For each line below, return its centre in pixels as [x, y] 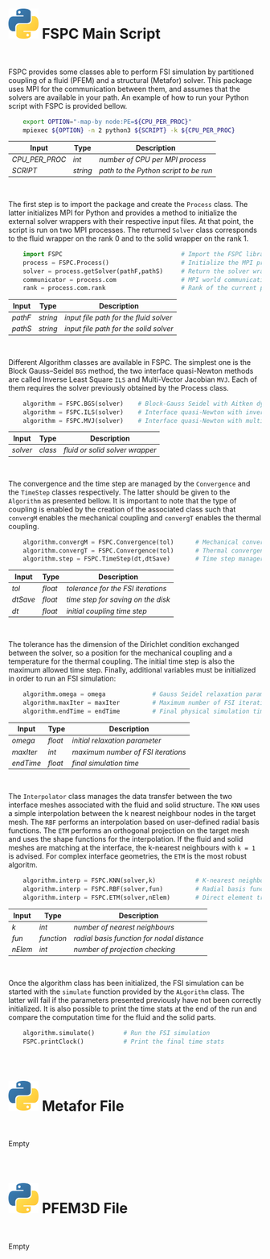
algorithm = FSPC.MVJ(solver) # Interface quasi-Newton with [133, 420]
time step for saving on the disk [118, 599]
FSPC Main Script [101, 33]
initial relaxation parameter [117, 740]
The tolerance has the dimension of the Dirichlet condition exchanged [124, 644]
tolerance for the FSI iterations [117, 589]
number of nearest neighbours [124, 927]
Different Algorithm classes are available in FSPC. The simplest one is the [130, 362]
